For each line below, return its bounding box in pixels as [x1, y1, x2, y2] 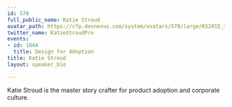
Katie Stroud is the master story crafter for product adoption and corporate [7, 86, 220, 94]
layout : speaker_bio [7, 61, 67, 68]
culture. [7, 93, 29, 102]
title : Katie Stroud [7, 55, 67, 62]
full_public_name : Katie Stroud [7, 16, 100, 23]
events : [7, 36, 30, 43]
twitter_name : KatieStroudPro [7, 29, 95, 36]
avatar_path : [7, 23, 45, 29]
